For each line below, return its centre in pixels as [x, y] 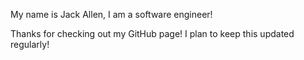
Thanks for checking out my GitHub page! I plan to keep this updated [152, 33]
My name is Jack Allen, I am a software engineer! [111, 14]
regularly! [30, 44]
